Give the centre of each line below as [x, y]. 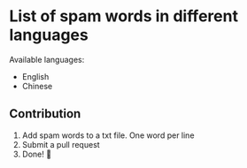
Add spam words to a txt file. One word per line [108, 135]
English [35, 76]
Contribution [45, 114]
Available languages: [47, 59]
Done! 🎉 [36, 154]
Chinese [37, 86]
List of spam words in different [124, 16]
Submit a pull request [61, 144]
